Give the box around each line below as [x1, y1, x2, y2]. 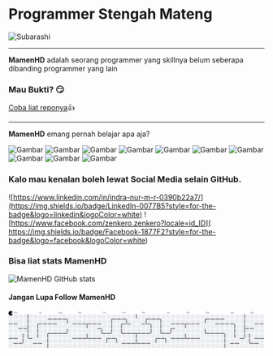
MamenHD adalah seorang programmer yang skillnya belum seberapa [8, 54, 244, 65]
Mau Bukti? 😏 [8, 84, 65, 95]
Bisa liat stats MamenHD [8, 255, 107, 267]
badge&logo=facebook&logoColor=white [8, 235, 146, 245]
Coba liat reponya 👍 [8, 103, 76, 113]
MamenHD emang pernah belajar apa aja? [8, 129, 150, 139]
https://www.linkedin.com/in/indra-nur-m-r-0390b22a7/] [13, 192, 204, 202]
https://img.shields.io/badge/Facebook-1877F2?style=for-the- [8, 226, 217, 236]
